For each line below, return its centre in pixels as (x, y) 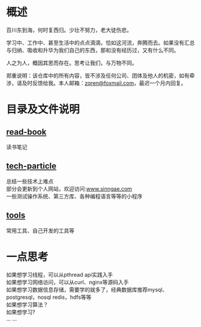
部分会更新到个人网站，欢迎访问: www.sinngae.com (69, 188)
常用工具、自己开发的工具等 (40, 230)
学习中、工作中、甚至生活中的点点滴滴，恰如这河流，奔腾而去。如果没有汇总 (100, 42)
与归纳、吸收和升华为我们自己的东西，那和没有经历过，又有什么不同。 (93, 50)
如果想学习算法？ (27, 304)
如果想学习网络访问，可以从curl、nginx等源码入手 (68, 282)
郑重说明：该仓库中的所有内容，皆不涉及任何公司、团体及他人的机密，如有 (98, 75)
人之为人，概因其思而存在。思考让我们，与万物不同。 (72, 63)
